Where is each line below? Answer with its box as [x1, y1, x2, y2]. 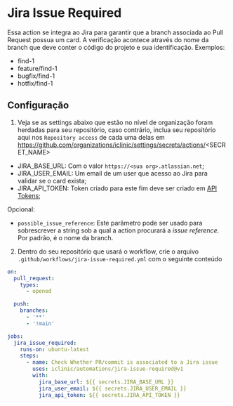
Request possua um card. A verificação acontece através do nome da [7, 35, 209, 44]
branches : [20, 307, 49, 314]
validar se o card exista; [17, 176, 87, 185]
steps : [20, 353, 39, 360]
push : [13, 301, 30, 308]
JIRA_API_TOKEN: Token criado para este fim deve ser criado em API [17, 184, 218, 192]
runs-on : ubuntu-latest [20, 346, 90, 353]
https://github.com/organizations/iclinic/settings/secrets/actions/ [17, 140, 206, 149]
